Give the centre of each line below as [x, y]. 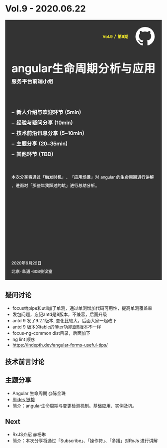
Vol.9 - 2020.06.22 [45, 9]
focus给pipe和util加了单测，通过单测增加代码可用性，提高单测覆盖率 [82, 308]
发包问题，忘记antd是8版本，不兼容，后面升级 [60, 314]
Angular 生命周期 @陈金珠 [39, 393]
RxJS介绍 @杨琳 [29, 434]
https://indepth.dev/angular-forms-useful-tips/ [60, 345]
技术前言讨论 [25, 361]
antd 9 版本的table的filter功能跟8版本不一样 [57, 327]
